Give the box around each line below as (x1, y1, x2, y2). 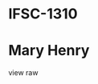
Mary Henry (8, 42, 90, 60)
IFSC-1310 (8, 5, 78, 23)
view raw (8, 68, 39, 78)
